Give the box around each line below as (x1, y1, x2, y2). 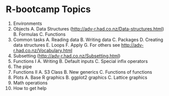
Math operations (13, 80, 48, 86)
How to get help (13, 85, 47, 91)
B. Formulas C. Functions (13, 31, 66, 37)
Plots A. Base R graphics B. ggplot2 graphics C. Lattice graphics (13, 74, 148, 80)
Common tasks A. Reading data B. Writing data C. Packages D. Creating (13, 37, 163, 43)
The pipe (13, 63, 32, 70)
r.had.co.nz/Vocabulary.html (13, 47, 73, 53)
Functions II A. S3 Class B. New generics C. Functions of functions (13, 69, 153, 75)
